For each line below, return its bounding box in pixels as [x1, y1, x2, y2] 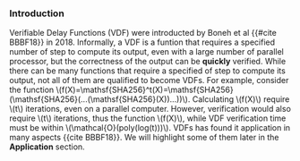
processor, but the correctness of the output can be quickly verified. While [9, 56, 287, 67]
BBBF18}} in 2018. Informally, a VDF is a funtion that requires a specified [9, 37, 276, 47]
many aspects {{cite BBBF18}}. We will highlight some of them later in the [9, 132, 279, 143]
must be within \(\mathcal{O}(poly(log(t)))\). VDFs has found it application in [9, 123, 291, 133]
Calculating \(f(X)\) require [192, 94, 290, 105]
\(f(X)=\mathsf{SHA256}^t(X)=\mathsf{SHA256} [56, 84, 235, 96]
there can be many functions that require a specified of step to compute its [9, 65, 287, 76]
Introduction [9, 7, 64, 20]
